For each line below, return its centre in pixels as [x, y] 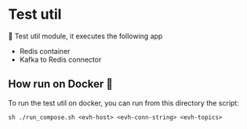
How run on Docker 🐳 [61, 84]
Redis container [45, 51]
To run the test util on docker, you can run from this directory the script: [123, 102]
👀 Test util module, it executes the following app [85, 36]
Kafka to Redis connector [60, 59]
